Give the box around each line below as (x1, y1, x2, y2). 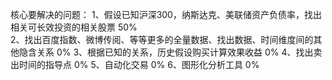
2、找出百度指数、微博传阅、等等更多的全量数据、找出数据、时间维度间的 (10, 34, 314, 45)
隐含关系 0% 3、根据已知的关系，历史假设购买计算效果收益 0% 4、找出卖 (18, 46, 323, 58)
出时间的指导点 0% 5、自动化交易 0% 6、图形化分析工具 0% (10, 59, 260, 70)
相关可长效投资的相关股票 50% (10, 21, 138, 33)
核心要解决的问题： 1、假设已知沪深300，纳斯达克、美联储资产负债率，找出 (10, 9, 322, 20)
